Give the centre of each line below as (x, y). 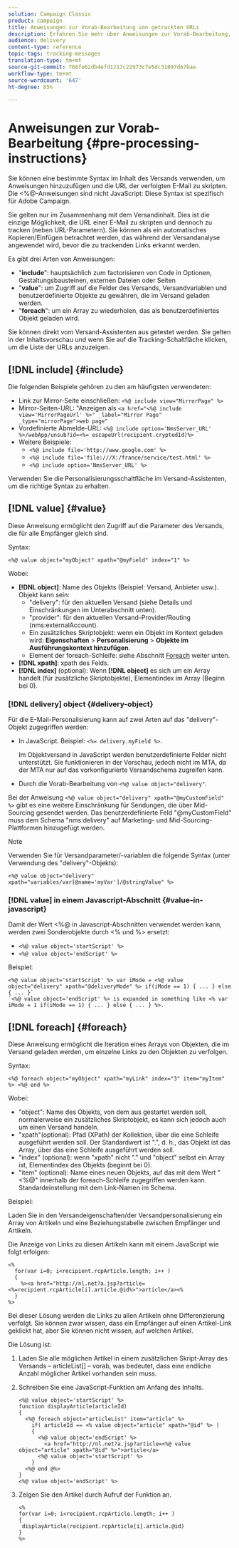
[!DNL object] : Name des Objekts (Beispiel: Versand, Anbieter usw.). (118, 587)
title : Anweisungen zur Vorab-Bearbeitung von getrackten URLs (104, 27)
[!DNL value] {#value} (57, 509)
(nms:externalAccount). (64, 625)
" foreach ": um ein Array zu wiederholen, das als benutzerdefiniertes (119, 311)
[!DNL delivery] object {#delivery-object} (81, 704)
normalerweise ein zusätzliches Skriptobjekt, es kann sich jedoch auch (122, 1120)
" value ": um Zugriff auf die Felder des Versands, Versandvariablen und (122, 288)
